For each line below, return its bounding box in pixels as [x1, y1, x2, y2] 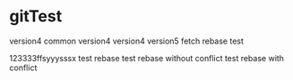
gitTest [9, 6, 63, 27]
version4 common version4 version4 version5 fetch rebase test [9, 36, 245, 46]
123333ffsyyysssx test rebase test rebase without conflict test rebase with [9, 52, 285, 63]
